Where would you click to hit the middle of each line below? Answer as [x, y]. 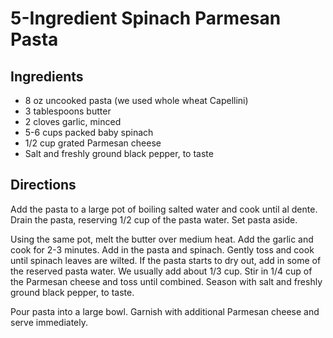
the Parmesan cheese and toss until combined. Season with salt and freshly [166, 281]
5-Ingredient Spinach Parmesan [146, 18]
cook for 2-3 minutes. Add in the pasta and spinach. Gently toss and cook [162, 249]
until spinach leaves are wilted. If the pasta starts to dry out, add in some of [166, 260]
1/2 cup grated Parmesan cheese [93, 143]
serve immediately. [49, 322]
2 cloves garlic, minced [73, 121]
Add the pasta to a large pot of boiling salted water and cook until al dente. [164, 209]
